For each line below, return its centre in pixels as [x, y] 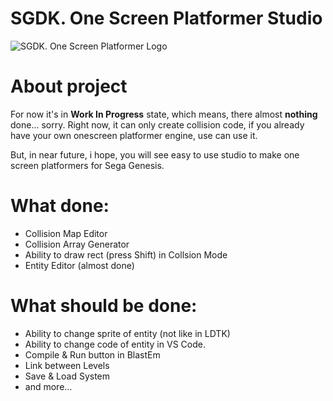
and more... [48, 386]
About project [69, 86]
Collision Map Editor [66, 233]
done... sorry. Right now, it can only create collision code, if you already [157, 124]
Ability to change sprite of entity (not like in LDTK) [127, 333]
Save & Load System [67, 376]
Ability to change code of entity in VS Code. [115, 344]
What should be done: [104, 306]
